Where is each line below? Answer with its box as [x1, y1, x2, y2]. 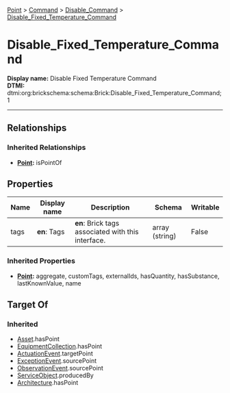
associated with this [75, 227, 139, 237]
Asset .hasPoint [16, 335, 60, 343]
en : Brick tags [75, 218, 120, 228]
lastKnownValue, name [16, 279, 82, 287]
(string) [152, 231, 177, 241]
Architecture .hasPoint [16, 379, 79, 387]
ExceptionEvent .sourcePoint [16, 357, 97, 365]
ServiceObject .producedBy [16, 371, 94, 379]
